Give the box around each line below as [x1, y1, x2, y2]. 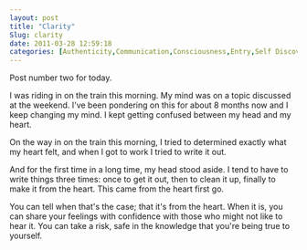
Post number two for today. [9, 72, 112, 83]
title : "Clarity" [9, 22, 76, 31]
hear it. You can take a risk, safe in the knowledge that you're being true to [9, 221, 291, 232]
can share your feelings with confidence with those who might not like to [9, 211, 283, 222]
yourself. [9, 230, 43, 242]
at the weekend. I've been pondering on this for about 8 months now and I [9, 99, 289, 110]
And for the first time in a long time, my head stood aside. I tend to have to [9, 164, 289, 175]
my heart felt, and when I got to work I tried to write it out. [9, 147, 227, 158]
